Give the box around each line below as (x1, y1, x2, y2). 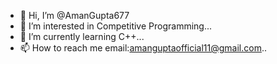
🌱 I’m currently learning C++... (19, 31, 145, 42)
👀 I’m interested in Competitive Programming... (19, 20, 213, 32)
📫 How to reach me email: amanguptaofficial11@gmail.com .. (19, 42, 268, 54)
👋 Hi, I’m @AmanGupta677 (19, 10, 130, 21)
